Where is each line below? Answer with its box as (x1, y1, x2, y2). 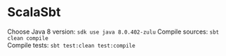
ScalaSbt (7, 4, 61, 20)
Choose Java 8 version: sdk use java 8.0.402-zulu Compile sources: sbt (7, 27, 220, 36)
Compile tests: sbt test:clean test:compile (7, 41, 135, 49)
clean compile (7, 34, 49, 42)
